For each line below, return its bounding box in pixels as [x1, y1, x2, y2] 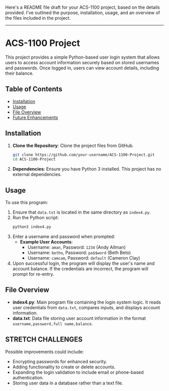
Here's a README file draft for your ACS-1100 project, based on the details [5, 5, 160, 10]
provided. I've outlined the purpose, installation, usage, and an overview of [5, 10, 160, 16]
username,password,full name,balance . [12, 320, 93, 326]
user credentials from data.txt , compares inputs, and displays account [12, 304, 160, 310]
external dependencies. [12, 171, 62, 177]
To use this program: [5, 200, 48, 206]
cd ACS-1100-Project [12, 157, 56, 162]
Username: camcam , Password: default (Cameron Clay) [27, 255, 140, 261]
